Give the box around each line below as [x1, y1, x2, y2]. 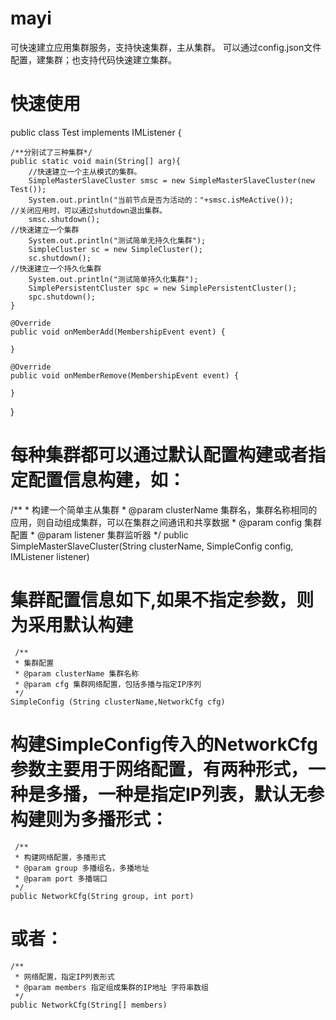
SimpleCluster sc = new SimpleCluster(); [28, 244, 203, 254]
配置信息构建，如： [28, 469, 187, 492]
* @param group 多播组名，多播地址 [14, 863, 150, 873]
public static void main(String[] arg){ [10, 156, 182, 166]
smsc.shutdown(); [28, 214, 101, 224]
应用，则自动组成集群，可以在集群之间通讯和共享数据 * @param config [10, 516, 303, 528]
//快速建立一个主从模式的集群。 [28, 167, 142, 177]
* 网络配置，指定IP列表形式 [14, 972, 115, 982]
